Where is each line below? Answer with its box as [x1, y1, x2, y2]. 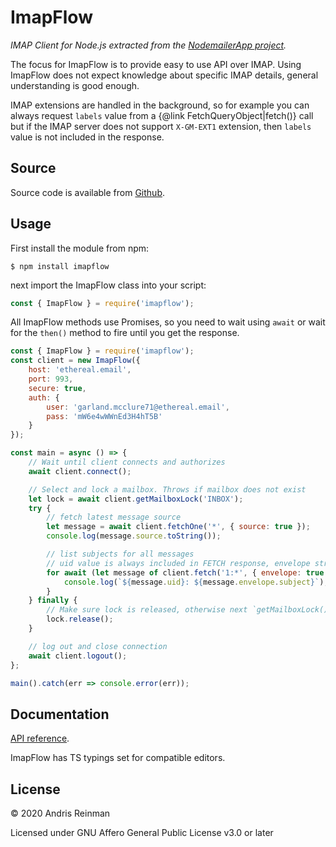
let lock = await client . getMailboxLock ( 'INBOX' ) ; [28, 494, 244, 504]
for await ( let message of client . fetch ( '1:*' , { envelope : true [46, 567, 325, 578]
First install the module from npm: [10, 242, 150, 254]
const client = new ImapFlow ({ [10, 356, 141, 366]
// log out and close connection [28, 641, 168, 651]
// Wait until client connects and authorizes [28, 457, 226, 468]
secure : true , [28, 383, 87, 393]
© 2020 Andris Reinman [10, 807, 111, 820]
